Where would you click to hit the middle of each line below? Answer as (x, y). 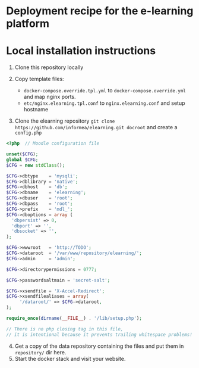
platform (28, 24)
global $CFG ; (22, 160)
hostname (36, 110)
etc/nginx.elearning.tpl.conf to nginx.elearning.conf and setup (104, 103)
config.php (28, 133)
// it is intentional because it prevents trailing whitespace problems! (99, 335)
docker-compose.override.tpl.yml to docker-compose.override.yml (105, 91)
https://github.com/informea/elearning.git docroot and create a (96, 127)
